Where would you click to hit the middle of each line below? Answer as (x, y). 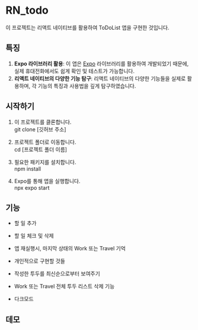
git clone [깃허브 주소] (40, 129)
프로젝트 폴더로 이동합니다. (45, 142)
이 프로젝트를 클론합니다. (43, 122)
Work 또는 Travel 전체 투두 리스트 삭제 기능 (64, 287)
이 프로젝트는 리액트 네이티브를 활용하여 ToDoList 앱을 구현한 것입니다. (87, 27)
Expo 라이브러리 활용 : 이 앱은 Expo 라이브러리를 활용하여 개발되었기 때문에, (101, 64)
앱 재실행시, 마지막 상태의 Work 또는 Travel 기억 (70, 249)
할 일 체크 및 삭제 (34, 236)
